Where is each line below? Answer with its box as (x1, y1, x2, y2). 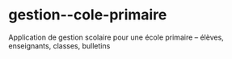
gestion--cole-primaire (8, 6, 167, 24)
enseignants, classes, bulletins (8, 40, 111, 50)
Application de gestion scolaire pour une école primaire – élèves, (8, 32, 224, 42)
